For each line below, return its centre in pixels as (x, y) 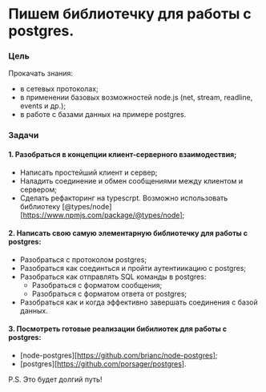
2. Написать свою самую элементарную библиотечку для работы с (128, 233)
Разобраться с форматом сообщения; (97, 285)
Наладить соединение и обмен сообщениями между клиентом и (131, 180)
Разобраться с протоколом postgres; (83, 259)
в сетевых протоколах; (59, 89)
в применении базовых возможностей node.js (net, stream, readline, (136, 98)
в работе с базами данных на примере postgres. (103, 115)
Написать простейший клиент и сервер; (89, 172)
